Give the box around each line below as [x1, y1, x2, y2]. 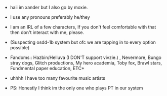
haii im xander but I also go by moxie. [10, 5, 88, 10]
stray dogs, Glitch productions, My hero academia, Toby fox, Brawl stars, [10, 60, 162, 66]
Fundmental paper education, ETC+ [10, 66, 85, 71]
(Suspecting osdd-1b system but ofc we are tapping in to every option [10, 39, 156, 45]
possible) [10, 45, 30, 50]
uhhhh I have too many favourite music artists [10, 75, 105, 81]
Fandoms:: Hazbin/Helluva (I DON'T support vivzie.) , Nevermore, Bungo [10, 54, 162, 60]
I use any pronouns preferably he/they [10, 14, 90, 20]
